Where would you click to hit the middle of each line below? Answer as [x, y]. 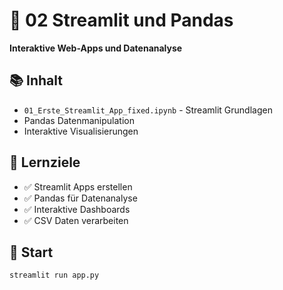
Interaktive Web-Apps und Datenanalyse [96, 48]
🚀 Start [31, 252]
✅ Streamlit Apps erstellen [78, 186]
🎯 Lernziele [45, 162]
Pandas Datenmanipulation [79, 120]
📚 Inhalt [36, 80]
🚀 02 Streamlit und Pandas [121, 20]
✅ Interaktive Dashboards [77, 209]
